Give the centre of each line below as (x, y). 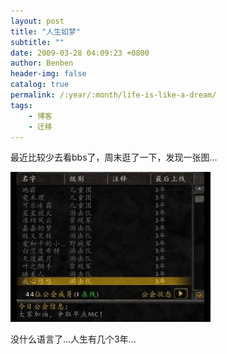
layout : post (37, 21)
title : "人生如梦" (46, 31)
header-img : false (48, 74)
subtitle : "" (37, 42)
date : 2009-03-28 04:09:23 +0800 (80, 53)
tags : (21, 105)
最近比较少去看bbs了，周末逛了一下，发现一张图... (114, 157)
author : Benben (42, 63)
